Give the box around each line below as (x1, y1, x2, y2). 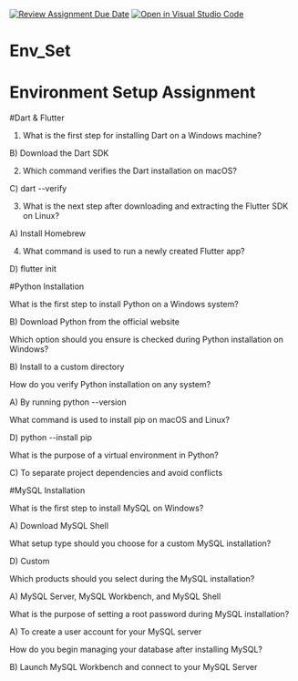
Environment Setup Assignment (9, 82, 256, 103)
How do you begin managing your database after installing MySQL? (9, 644, 262, 655)
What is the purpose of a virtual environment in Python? (9, 449, 219, 460)
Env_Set (9, 41, 71, 61)
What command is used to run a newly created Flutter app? (22, 246, 245, 257)
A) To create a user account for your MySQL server (9, 626, 202, 637)
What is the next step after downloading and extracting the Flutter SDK (22, 201, 289, 212)
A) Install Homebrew (9, 228, 87, 239)
